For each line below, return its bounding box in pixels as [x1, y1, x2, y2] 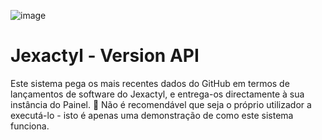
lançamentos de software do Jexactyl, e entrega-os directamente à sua [10, 88, 305, 100]
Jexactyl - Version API [10, 45, 200, 67]
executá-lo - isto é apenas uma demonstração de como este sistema [10, 109, 294, 121]
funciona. [10, 120, 50, 132]
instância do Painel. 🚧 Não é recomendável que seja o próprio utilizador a [10, 98, 312, 110]
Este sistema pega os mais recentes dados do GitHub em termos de [10, 77, 290, 89]
